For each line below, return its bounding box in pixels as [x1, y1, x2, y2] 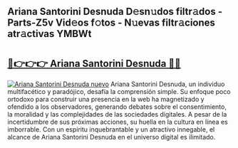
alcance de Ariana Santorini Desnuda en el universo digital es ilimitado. [7, 133, 216, 141]
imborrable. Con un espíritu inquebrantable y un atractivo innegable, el [7, 125, 215, 134]
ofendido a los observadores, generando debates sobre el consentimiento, [7, 102, 227, 111]
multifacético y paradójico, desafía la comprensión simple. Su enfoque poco [7, 88, 231, 95]
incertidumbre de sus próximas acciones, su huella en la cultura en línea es [7, 117, 228, 126]
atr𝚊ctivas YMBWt [7, 28, 92, 40]
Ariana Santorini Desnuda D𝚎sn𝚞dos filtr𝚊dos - [7, 6, 223, 18]
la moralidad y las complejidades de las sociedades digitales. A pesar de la [7, 110, 227, 118]
